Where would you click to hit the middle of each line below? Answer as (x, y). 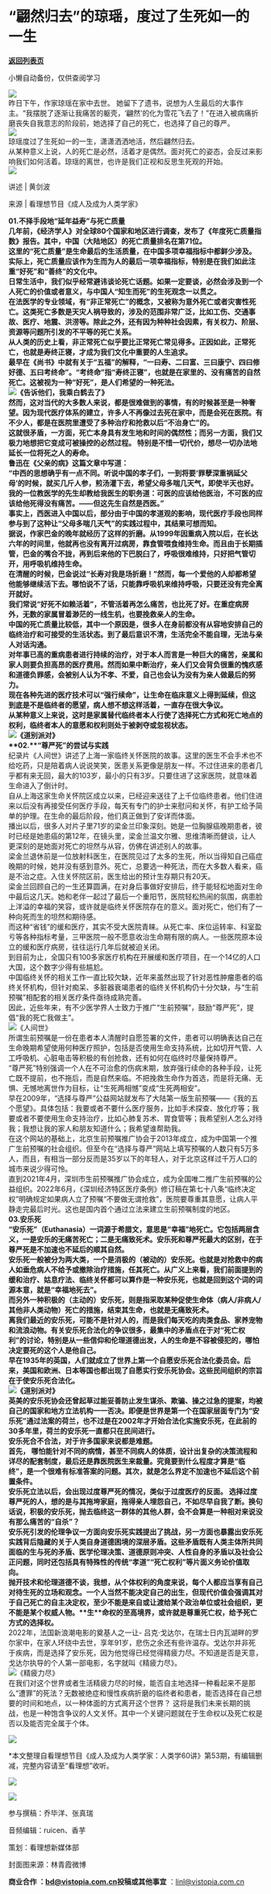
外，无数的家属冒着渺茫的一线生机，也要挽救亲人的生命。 (104, 614)
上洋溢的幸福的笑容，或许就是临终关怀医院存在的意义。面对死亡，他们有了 (132, 906)
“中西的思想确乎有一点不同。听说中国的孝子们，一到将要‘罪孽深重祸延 (124, 473)
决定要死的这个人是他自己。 (54, 1350)
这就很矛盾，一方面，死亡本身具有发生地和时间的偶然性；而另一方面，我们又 (135, 432)
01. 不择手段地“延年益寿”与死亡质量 (67, 221)
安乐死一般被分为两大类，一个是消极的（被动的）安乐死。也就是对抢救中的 (132, 1259)
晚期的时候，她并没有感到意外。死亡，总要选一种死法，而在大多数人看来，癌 (135, 866)
